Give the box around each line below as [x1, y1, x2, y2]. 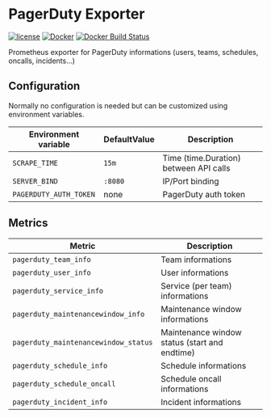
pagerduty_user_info [12, 268, 91, 277]
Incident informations [161, 396, 242, 407]
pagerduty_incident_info [12, 397, 108, 407]
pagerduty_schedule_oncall [12, 379, 116, 388]
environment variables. [8, 109, 85, 119]
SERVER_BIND [12, 176, 59, 186]
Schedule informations [161, 360, 247, 371]
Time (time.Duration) [162, 152, 241, 163]
